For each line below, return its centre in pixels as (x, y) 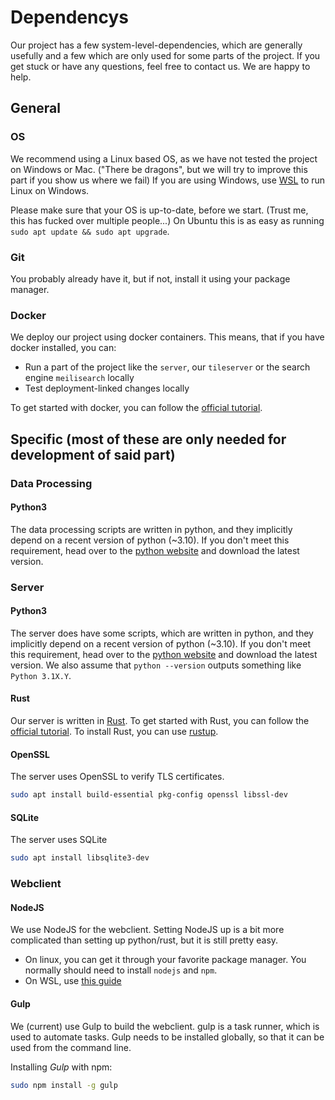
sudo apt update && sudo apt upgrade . (90, 231)
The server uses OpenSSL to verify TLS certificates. (117, 777)
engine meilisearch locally (79, 378)
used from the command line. (71, 1047)
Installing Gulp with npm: (61, 1067)
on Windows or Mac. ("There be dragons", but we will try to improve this (159, 169)
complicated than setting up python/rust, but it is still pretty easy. (144, 940)
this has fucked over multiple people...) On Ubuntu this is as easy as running (167, 220)
